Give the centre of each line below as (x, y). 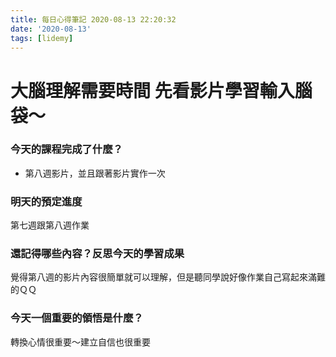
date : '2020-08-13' (51, 29)
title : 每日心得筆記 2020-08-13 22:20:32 (93, 19)
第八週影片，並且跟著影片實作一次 (95, 173)
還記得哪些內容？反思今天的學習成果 (97, 254)
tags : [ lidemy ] (42, 38)
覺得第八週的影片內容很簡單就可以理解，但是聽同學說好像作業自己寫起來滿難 (168, 277)
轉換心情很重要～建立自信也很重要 (80, 342)
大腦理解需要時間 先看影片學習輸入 (152, 90)
